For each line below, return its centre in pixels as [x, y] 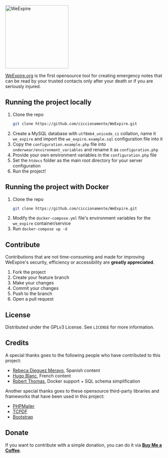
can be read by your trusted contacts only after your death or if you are [79, 81]
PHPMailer [23, 406]
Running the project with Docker [57, 187]
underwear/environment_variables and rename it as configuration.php [85, 149]
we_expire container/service [42, 223]
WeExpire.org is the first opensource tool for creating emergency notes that [84, 76]
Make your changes [33, 283]
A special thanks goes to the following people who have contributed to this [83, 355]
